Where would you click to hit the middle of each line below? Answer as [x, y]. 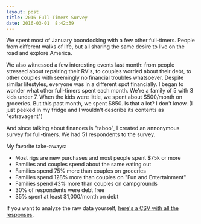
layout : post [23, 12]
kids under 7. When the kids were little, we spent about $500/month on [94, 97]
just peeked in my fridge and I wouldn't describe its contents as [85, 110]
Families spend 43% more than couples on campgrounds [86, 184]
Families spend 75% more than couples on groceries [81, 171]
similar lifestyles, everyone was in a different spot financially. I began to [95, 84]
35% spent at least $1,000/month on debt [67, 197]
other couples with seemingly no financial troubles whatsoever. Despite [95, 78]
